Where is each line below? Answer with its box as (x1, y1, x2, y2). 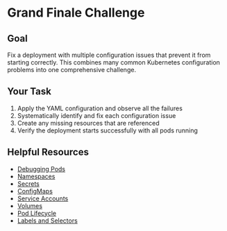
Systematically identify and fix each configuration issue (17, 111, 176, 119)
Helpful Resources (7, 146, 89, 158)
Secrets (17, 179, 40, 188)
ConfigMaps (17, 187, 53, 195)
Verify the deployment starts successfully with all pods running (17, 126, 198, 135)
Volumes (17, 201, 43, 209)
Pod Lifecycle (17, 209, 57, 217)
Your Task (7, 85, 52, 98)
